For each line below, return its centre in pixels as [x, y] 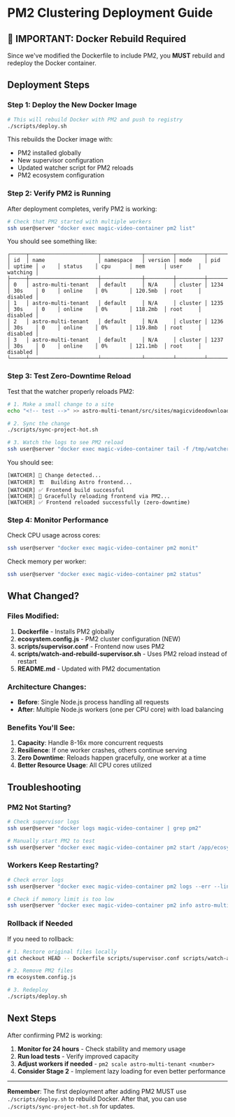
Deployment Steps [48, 85]
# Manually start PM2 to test [51, 841]
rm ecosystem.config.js [42, 978]
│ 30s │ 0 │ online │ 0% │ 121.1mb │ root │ [104, 346]
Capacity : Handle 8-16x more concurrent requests [90, 743]
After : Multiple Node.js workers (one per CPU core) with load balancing [120, 710]
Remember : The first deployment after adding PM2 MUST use [97, 1091]
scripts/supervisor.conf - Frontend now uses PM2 [91, 646]
